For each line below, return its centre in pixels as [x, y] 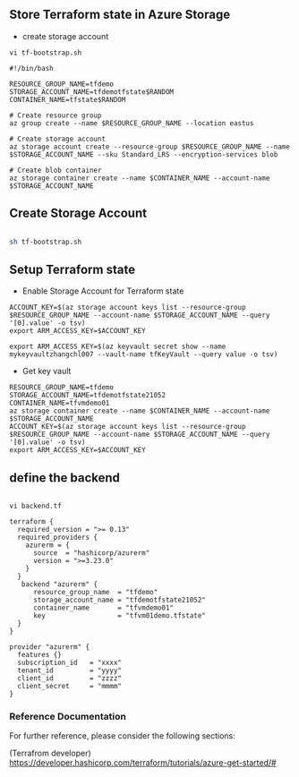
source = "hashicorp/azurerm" [91, 553]
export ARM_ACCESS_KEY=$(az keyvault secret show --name [118, 347]
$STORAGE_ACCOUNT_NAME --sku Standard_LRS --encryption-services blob [144, 154]
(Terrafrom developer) [50, 753]
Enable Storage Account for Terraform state [103, 291]
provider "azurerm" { [50, 647]
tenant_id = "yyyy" [70, 670]
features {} [40, 655]
